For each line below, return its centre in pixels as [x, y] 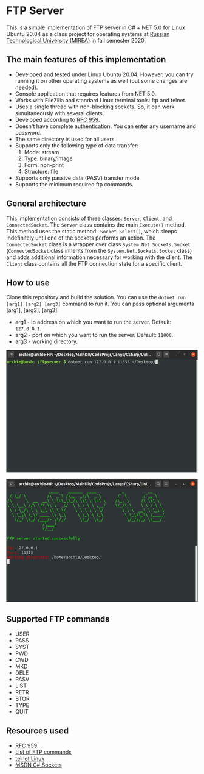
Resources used [37, 731]
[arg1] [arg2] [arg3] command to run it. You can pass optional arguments [100, 304]
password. [28, 132]
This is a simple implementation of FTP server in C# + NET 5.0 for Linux [96, 27]
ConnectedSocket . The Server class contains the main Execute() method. [96, 225]
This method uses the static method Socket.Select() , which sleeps [92, 231]
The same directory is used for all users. [66, 139]
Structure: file [41, 171]
